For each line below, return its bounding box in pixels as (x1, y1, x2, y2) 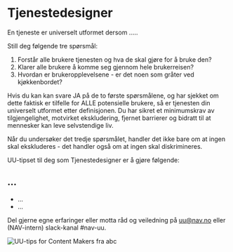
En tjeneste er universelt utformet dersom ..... (7, 28, 138, 37)
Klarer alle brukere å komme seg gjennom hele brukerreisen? (17, 62, 194, 71)
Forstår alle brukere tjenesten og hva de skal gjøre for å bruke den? (17, 55, 212, 64)
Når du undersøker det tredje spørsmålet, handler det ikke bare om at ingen (7, 135, 226, 143)
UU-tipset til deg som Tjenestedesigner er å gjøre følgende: (7, 156, 180, 164)
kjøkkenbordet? (17, 77, 63, 86)
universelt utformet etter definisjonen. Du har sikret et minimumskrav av (7, 106, 215, 114)
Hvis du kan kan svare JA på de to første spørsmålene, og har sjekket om (7, 91, 219, 100)
